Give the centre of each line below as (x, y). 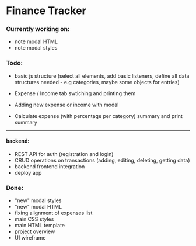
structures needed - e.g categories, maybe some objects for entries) (97, 82)
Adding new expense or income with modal (66, 105)
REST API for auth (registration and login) (64, 154)
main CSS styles (34, 219)
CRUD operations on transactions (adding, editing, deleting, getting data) (102, 160)
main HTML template (40, 226)
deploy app (28, 172)
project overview (35, 231)
